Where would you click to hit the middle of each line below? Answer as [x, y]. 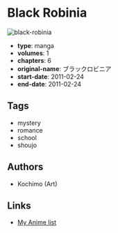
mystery [29, 123]
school [27, 137]
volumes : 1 [33, 53]
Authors [25, 167]
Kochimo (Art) [37, 183]
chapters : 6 [34, 60]
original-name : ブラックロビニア [64, 68]
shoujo [27, 145]
